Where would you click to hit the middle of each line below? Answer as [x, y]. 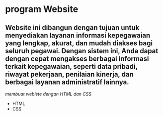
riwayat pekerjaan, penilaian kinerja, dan [69, 74]
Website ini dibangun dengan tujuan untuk [72, 28]
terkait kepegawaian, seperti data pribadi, [71, 66]
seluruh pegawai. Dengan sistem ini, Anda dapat [82, 51]
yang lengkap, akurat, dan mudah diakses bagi [79, 43]
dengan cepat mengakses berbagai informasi [77, 58]
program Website [42, 9]
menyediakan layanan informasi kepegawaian [78, 35]
